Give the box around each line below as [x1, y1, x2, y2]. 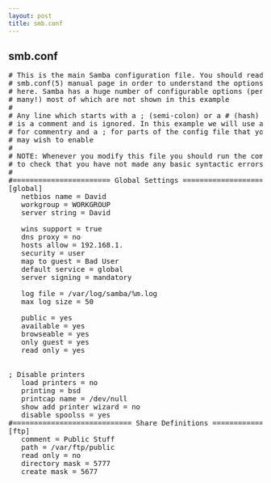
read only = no [21, 451, 81, 460]
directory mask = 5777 [21, 459, 111, 468]
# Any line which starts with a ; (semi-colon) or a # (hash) [8, 111, 260, 121]
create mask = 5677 [21, 467, 98, 477]
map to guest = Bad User [21, 256, 119, 266]
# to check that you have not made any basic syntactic [8, 159, 234, 169]
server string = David [21, 208, 111, 218]
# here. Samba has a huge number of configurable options [8, 87, 243, 96]
